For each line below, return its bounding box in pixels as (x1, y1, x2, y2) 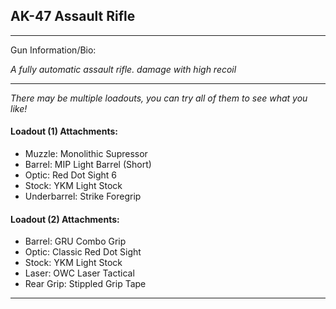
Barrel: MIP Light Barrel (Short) (24, 159, 152, 171)
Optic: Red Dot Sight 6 (24, 169, 117, 181)
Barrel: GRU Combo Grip (24, 235, 127, 248)
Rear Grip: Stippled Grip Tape (24, 278, 147, 290)
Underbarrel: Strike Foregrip (24, 190, 142, 203)
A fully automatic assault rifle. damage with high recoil (10, 63, 237, 75)
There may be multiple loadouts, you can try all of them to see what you (10, 92, 308, 104)
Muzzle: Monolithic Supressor (24, 148, 148, 160)
